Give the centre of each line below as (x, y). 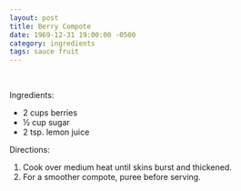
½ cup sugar (46, 123)
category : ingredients (52, 43)
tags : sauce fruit (44, 52)
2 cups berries (50, 113)
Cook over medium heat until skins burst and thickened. (127, 167)
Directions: (30, 150)
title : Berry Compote (50, 26)
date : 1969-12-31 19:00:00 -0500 (73, 35)
